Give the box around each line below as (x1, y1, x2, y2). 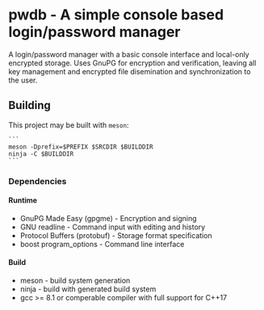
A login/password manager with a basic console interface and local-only (8, 49, 249, 59)
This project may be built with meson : (8, 119, 129, 130)
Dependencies (8, 175, 67, 186)
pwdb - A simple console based (8, 6, 224, 24)
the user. (8, 75, 38, 85)
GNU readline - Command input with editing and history (19, 222, 206, 232)
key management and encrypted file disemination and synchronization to (8, 66, 251, 76)
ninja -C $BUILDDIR (8, 149, 74, 158)
